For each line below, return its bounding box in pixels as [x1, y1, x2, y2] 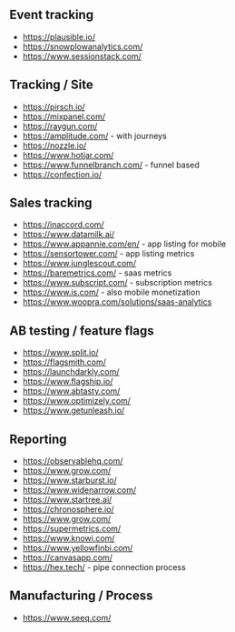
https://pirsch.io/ [22, 101, 86, 112]
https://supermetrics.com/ [22, 523, 122, 535]
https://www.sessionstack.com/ [22, 50, 142, 62]
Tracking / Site [9, 77, 93, 93]
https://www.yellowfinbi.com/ [22, 543, 133, 554]
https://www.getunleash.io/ [22, 405, 125, 416]
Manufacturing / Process [9, 588, 153, 604]
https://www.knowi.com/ [22, 533, 115, 544]
